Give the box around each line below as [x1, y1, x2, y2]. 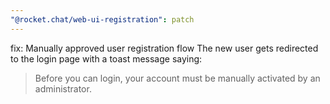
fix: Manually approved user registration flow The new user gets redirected [10, 42, 319, 54]
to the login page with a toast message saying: [10, 52, 203, 65]
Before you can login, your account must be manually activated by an [34, 72, 321, 84]
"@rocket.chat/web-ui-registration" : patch [10, 14, 195, 25]
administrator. [34, 82, 92, 95]
